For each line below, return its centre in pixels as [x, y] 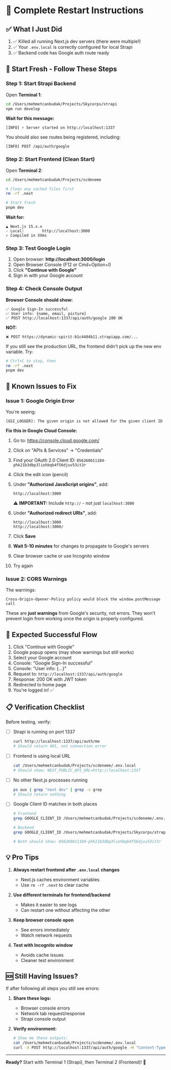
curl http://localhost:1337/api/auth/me [56, 741]
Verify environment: [35, 1029]
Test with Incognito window [43, 945]
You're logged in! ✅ [33, 690]
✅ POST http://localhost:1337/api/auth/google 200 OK [64, 318]
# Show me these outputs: [40, 1038]
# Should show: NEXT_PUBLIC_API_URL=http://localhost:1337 [77, 770]
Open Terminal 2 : [24, 170]
